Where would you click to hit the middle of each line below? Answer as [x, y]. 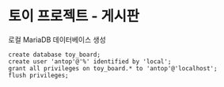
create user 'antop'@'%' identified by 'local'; [90, 61]
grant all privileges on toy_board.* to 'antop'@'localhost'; [113, 68]
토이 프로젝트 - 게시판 [74, 16]
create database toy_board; [55, 55]
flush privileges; [38, 75]
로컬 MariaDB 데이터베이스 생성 [57, 40]
